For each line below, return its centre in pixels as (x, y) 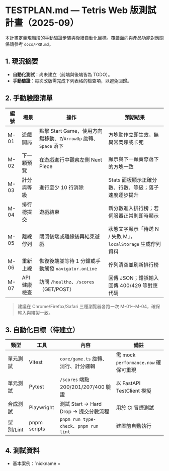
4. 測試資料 (22, 450)
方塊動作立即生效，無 (134, 135)
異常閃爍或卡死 (126, 142)
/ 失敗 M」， (122, 236)
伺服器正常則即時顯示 (134, 216)
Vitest (36, 362)
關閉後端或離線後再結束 (67, 236)
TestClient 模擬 (134, 391)
